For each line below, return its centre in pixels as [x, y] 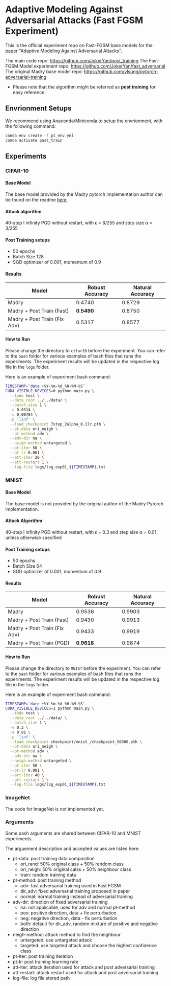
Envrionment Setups [38, 108]
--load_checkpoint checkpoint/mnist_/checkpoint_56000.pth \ [76, 742]
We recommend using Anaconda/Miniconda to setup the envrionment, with [84, 121]
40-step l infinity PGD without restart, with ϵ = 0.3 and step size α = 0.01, [81, 532]
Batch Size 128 [28, 257]
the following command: [31, 126]
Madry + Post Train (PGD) [39, 643]
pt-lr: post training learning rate [46, 961]
